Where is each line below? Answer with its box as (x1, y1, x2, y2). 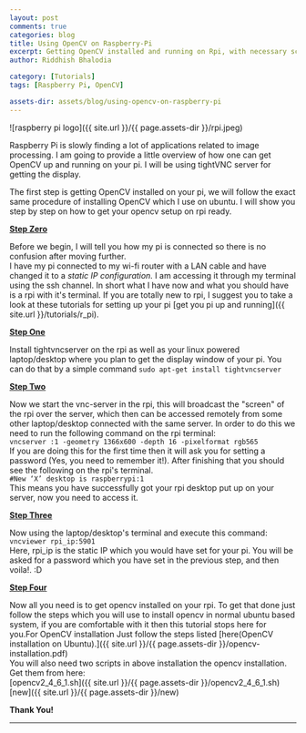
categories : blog (9, 30, 76, 39)
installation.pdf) (9, 647, 68, 658)
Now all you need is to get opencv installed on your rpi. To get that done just (9, 599, 296, 610)
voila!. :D (9, 564, 43, 575)
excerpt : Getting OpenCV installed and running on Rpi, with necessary (9, 47, 287, 56)
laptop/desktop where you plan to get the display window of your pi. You (9, 353, 282, 364)
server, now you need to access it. (9, 492, 138, 503)
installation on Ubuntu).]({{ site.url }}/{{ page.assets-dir (9, 638, 218, 649)
